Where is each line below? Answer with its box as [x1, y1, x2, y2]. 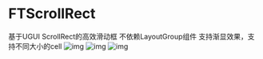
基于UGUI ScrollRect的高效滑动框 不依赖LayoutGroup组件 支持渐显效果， [8, 31, 248, 41]
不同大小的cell [14, 41, 62, 51]
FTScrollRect [8, 5, 96, 23]
